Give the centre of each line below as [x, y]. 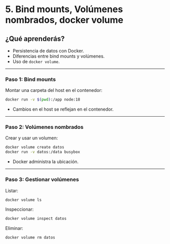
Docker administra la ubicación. [46, 162]
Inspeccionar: [19, 209]
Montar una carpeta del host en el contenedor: [54, 90]
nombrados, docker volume [65, 20]
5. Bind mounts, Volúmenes [64, 9]
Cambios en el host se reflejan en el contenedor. [63, 109]
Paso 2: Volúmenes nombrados [45, 127]
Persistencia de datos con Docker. [48, 51]
